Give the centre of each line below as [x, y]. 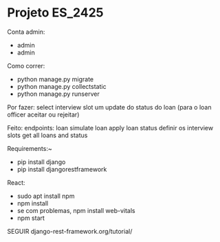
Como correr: [26, 65]
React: [16, 182]
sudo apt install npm [46, 196]
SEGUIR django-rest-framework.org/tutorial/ [70, 231]
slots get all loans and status [47, 135]
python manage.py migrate [55, 79]
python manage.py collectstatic [62, 86]
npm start [31, 218]
